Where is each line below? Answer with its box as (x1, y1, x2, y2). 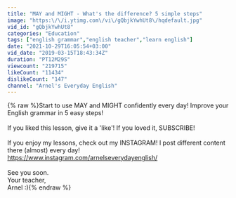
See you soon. (7, 169, 49, 177)
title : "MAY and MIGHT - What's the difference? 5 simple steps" (7, 10, 202, 18)
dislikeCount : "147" (7, 75, 68, 83)
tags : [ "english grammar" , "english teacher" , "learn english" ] (7, 37, 193, 44)
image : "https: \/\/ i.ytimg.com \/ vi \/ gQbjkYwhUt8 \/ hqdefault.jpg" (7, 17, 202, 24)
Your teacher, (7, 176, 46, 185)
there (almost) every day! (7, 146, 81, 154)
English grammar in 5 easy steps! (7, 109, 104, 117)
